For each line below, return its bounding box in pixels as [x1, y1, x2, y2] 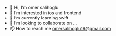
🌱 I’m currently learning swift [9, 15, 69, 20]
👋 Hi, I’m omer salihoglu [9, 5, 58, 10]
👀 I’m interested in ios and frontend [9, 10, 82, 16]
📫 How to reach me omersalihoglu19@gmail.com [9, 26, 111, 31]
